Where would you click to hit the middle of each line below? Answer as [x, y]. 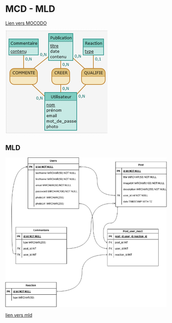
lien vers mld [19, 315]
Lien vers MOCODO [26, 23]
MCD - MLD [30, 9]
